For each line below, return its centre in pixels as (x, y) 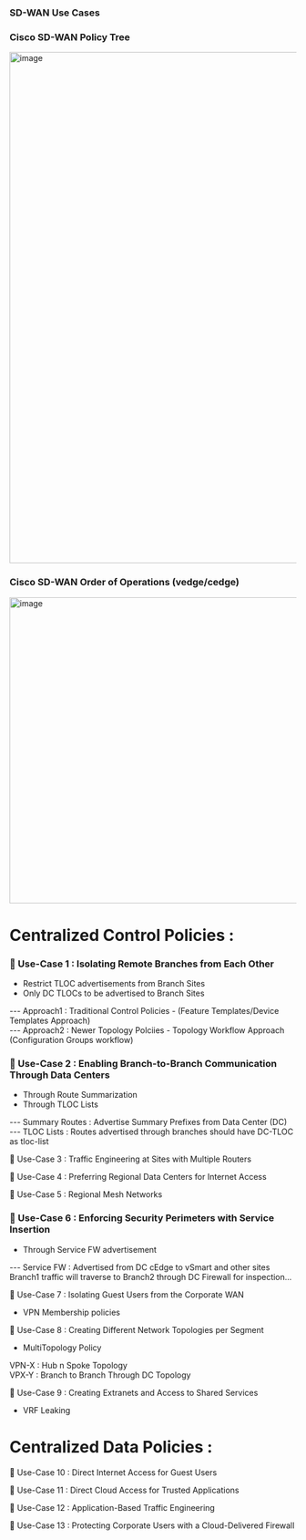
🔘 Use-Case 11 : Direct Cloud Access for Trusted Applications (124, 1490)
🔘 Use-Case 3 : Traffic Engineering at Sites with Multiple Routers (131, 1159)
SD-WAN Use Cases (55, 13)
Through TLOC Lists (60, 1104)
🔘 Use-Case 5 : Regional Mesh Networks (86, 1194)
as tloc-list (29, 1142)
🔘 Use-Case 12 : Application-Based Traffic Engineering (112, 1507)
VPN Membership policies (71, 1312)
